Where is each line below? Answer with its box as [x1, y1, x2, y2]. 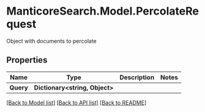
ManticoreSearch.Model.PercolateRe [6, 4, 199, 18]
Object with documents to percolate [6, 37, 97, 44]
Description [119, 73, 155, 82]
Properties [6, 55, 48, 65]
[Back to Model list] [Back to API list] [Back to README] [6, 99, 147, 106]
